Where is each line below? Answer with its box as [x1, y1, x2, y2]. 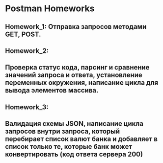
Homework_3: [5, 103, 49, 111]
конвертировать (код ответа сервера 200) [5, 150, 143, 159]
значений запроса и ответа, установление [5, 71, 142, 79]
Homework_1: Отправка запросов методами [5, 23, 147, 31]
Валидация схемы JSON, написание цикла [5, 119, 144, 128]
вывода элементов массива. [5, 86, 99, 94]
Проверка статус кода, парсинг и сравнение [5, 63, 150, 71]
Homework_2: [5, 47, 49, 55]
